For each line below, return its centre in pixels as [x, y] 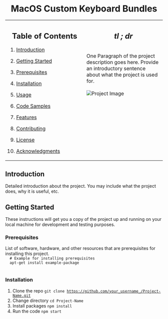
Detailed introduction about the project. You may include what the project [80, 186]
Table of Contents [44, 36]
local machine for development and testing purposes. [60, 225]
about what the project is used [122, 75]
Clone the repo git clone [38, 290]
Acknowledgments [38, 151]
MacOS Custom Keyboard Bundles [84, 9]
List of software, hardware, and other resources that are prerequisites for [80, 248]
